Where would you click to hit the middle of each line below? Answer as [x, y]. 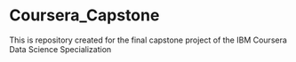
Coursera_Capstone [84, 15]
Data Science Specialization [60, 49]
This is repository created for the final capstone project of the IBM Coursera [148, 40]
